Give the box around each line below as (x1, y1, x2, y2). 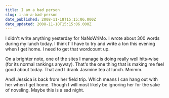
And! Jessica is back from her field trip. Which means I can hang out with (5, 76, 158, 82)
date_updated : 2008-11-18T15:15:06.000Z (5, 21, 92, 27)
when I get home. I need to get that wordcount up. (5, 46, 110, 52)
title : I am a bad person (5, 7, 60, 13)
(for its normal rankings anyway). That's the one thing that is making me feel (5, 61, 164, 67)
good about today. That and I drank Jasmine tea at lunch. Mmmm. (5, 67, 143, 73)
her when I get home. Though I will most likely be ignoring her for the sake (5, 82, 160, 88)
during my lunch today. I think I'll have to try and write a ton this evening (5, 41, 155, 47)
